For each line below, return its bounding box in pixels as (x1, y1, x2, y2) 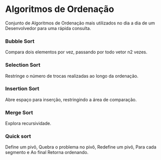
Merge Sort (5, 109, 33, 116)
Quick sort (5, 133, 31, 140)
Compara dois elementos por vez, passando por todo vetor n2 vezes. (5, 49, 148, 55)
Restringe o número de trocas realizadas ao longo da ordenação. (5, 73, 139, 79)
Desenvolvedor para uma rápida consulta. (5, 25, 91, 31)
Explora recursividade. (5, 121, 51, 127)
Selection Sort (5, 61, 41, 68)
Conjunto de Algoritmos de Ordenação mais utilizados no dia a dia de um (5, 20, 156, 26)
